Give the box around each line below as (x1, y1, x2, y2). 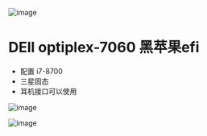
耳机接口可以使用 (19, 86, 77, 96)
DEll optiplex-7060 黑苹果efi (8, 39, 200, 56)
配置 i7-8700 (19, 66, 63, 76)
